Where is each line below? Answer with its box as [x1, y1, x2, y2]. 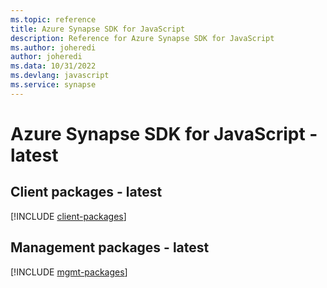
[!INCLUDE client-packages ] [10, 210, 127, 222]
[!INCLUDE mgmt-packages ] [10, 266, 128, 278]
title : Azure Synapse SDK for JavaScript [10, 24, 186, 34]
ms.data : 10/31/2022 [10, 61, 97, 71]
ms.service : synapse [10, 80, 97, 90]
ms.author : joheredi [10, 42, 97, 53]
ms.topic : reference [10, 14, 97, 25]
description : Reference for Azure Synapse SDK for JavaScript [10, 33, 275, 43]
